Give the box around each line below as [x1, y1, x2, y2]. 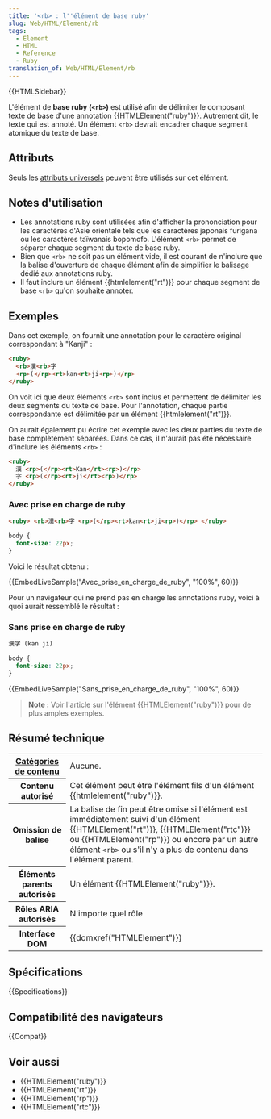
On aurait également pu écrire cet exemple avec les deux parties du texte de [8, 424, 263, 434]
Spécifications [8, 965, 83, 979]
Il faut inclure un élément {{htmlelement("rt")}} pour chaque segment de [19, 278, 261, 287]
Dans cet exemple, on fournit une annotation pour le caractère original [8, 331, 242, 340]
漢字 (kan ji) [8, 640, 54, 648]
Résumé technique [8, 732, 105, 745]
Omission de [12, 825, 62, 836]
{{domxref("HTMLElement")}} [69, 933, 182, 944]
